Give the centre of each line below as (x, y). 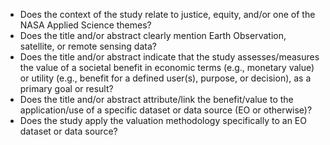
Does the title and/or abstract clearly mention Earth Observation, (153, 35)
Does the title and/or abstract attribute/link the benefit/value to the (156, 99)
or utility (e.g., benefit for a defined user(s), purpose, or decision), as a (165, 78)
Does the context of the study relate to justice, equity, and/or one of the (167, 14)
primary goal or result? (66, 88)
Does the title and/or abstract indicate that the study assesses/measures (169, 57)
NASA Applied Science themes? (85, 25)
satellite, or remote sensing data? (88, 46)
